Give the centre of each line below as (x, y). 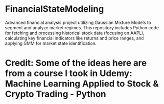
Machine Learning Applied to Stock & (82, 84)
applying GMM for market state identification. (51, 43)
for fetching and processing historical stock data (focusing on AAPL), (75, 33)
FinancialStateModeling (55, 9)
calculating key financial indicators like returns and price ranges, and (75, 38)
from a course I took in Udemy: (69, 73)
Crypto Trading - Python (56, 94)
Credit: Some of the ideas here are (76, 63)
